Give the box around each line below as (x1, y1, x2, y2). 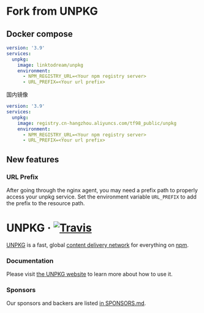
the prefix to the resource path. (6, 199, 85, 206)
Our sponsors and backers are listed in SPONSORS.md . (6, 300, 146, 307)
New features (6, 154, 59, 165)
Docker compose (6, 29, 73, 39)
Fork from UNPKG (6, 4, 98, 18)
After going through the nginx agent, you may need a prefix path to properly (6, 186, 198, 194)
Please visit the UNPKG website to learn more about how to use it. (6, 271, 173, 278)
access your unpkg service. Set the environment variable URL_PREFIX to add (6, 193, 197, 200)
